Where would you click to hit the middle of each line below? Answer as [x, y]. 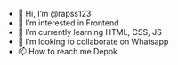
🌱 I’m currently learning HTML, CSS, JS [89, 32]
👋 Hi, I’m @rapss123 [54, 14]
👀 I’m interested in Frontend [68, 23]
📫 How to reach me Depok [68, 51]
